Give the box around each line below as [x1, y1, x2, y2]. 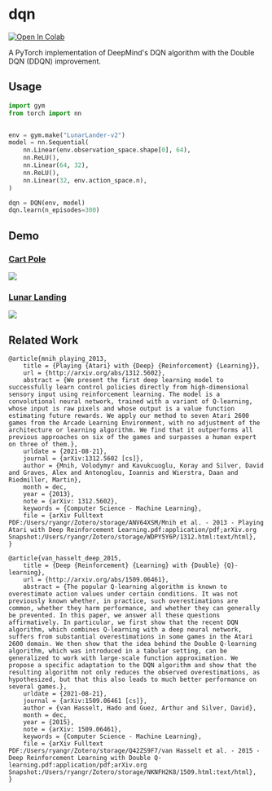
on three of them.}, [8, 441, 79, 449]
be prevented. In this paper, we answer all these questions [8, 612, 221, 620]
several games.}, [8, 683, 68, 691]
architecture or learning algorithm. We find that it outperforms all [8, 426, 253, 434]
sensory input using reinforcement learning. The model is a [8, 390, 221, 399]
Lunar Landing [8, 291, 67, 302]
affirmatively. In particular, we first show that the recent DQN [8, 618, 239, 627]
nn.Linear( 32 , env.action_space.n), [23, 176, 148, 184]
